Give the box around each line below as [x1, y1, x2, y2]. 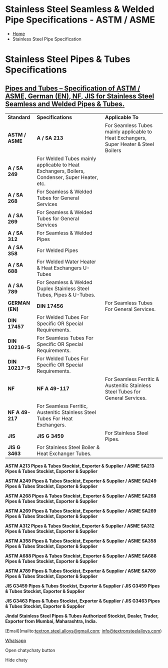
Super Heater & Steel [104, 140, 154, 147]
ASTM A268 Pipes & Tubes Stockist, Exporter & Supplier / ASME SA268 [5, 492, 156, 498]
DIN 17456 [36, 302, 63, 309]
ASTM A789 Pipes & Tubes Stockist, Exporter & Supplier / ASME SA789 [5, 567, 156, 573]
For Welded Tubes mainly [36, 155, 96, 162]
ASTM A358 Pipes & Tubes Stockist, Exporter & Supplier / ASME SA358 [5, 537, 156, 543]
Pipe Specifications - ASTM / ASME [5, 14, 155, 25]
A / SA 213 [36, 134, 63, 141]
